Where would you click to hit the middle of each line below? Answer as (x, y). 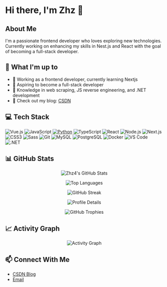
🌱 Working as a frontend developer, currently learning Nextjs (75, 79)
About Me (21, 29)
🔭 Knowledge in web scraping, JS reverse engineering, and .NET (79, 90)
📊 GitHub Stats (30, 159)
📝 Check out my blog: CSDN (42, 100)
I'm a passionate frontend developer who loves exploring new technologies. (83, 41)
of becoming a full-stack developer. (42, 51)
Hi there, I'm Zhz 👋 (44, 10)
